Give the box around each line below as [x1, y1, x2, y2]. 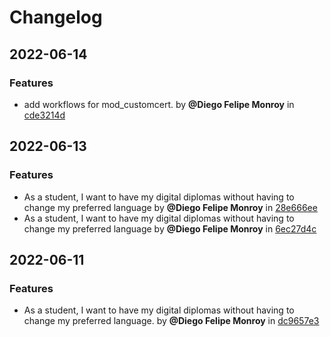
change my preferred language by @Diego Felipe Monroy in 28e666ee [23, 201, 318, 213]
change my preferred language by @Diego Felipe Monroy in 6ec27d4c [23, 222, 317, 235]
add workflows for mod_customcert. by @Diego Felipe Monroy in [23, 98, 295, 110]
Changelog [9, 6, 103, 29]
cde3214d [23, 109, 66, 121]
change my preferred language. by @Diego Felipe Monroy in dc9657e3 [23, 315, 320, 327]
